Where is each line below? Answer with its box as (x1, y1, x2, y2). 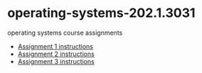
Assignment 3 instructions (17, 57, 95, 65)
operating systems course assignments (7, 28, 123, 37)
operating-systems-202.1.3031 (7, 5, 196, 21)
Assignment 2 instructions (17, 50, 95, 58)
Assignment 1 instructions (17, 42, 94, 50)
